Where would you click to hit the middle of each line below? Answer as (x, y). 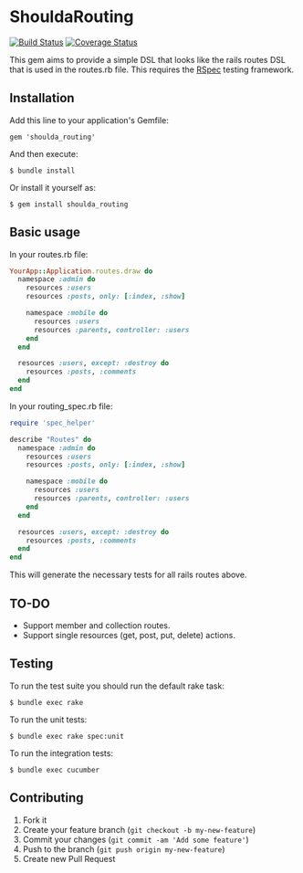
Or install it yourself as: (52, 187)
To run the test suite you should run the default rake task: (117, 686)
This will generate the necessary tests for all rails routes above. (128, 575)
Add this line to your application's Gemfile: (89, 120)
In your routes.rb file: (49, 254)
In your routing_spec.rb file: (61, 406)
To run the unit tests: (48, 720)
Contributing (47, 798)
